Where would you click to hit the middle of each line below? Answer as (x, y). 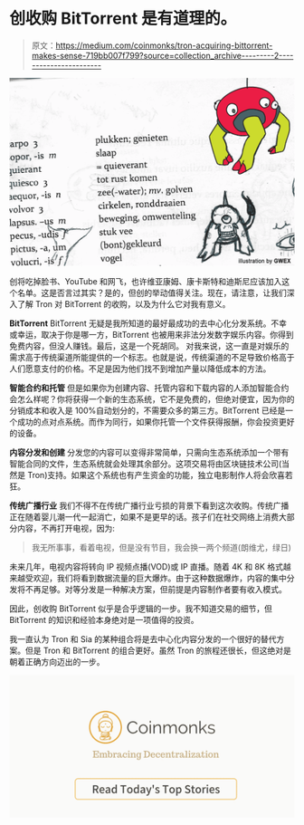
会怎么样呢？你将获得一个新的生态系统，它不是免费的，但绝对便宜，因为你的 (152, 399)
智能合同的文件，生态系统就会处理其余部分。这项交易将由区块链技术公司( (146, 464)
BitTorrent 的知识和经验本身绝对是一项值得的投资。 (104, 620)
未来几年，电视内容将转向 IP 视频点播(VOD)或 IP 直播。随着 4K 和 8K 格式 (146, 567)
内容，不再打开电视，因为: (66, 528)
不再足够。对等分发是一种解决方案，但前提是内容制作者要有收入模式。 (156, 590)
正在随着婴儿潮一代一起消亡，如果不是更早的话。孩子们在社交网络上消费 (144, 517)
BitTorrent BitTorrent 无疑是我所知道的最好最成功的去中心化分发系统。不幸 (148, 323)
